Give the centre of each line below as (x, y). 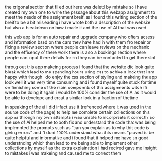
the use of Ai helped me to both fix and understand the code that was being (81, 122)
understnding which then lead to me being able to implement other (71, 143)
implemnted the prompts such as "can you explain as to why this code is (77, 127)
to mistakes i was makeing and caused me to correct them (63, 153)
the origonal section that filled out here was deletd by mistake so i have (76, 7)
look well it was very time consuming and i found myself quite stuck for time (81, 82)
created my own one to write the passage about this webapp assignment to (80, 12)
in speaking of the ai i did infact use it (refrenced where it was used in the (78, 107)
